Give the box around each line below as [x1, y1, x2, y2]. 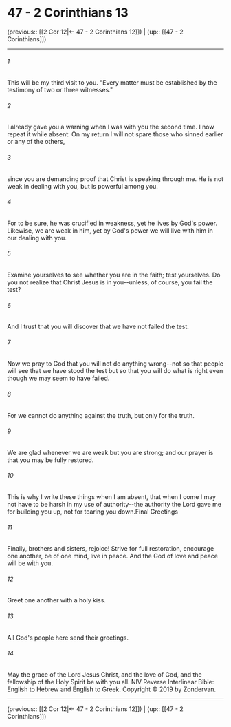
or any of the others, [7, 138, 65, 146]
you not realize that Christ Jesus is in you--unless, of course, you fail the [7, 277, 213, 286]
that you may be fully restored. [7, 456, 94, 464]
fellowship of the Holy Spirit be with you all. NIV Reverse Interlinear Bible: [7, 677, 214, 686]
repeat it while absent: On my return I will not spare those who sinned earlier [7, 130, 223, 138]
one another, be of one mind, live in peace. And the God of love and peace [7, 552, 219, 560]
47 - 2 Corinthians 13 [7, 5, 129, 21]
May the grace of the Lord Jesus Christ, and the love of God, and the [7, 670, 202, 679]
